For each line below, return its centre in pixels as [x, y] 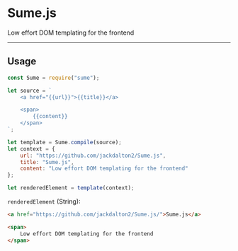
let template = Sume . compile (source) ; [64, 142]
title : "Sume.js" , [47, 162]
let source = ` [30, 91]
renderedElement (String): [44, 202]
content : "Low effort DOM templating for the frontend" [104, 169]
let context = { [31, 149]
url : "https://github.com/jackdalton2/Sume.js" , [93, 156]
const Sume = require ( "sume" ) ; [53, 78]
